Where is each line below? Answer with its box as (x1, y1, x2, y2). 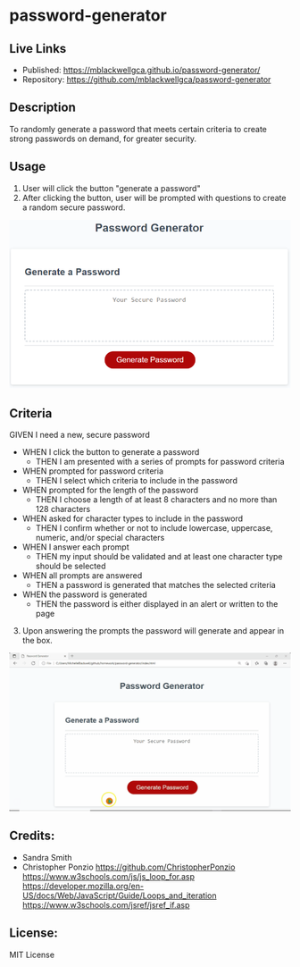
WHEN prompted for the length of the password (21, 484, 199, 496)
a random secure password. (21, 202, 126, 213)
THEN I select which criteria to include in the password (35, 475, 238, 486)
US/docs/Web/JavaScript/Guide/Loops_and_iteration (21, 890, 217, 901)
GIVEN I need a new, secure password (9, 430, 150, 441)
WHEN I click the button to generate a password (21, 447, 200, 458)
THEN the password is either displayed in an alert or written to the (35, 599, 279, 610)
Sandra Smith (21, 852, 73, 862)
